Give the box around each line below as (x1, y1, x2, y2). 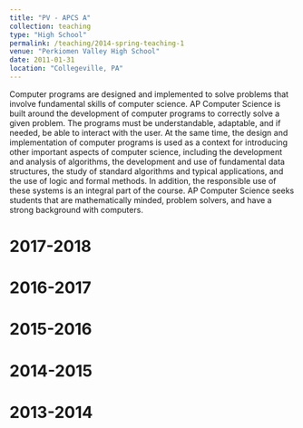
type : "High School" (9, 30, 88, 39)
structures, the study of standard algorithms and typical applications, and (9, 165, 284, 177)
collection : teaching (9, 22, 92, 31)
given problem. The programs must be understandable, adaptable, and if (9, 117, 281, 128)
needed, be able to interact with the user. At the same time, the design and (9, 127, 288, 138)
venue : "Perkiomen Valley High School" (9, 47, 161, 56)
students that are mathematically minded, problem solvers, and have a (9, 194, 272, 205)
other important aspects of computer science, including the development (9, 146, 283, 157)
